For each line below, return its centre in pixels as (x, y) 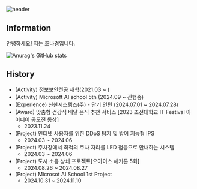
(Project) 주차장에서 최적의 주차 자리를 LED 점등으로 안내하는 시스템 (95, 147)
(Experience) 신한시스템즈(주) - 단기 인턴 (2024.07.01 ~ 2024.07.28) (97, 104)
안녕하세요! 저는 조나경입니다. (41, 43)
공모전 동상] (45, 119)
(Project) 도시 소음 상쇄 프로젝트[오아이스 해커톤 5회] (77, 161)
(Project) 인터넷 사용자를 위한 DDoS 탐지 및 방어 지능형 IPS (85, 133)
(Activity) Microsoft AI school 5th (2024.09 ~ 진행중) (79, 97)
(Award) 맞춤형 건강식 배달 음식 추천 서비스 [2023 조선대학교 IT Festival (100, 112)
